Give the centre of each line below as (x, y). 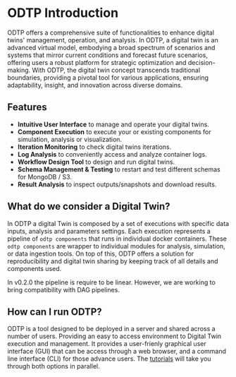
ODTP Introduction (63, 13)
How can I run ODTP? (55, 312)
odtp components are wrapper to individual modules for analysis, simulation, (116, 246)
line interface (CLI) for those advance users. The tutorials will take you (109, 359)
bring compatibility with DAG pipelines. (63, 289)
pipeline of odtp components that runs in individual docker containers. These (117, 239)
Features (27, 107)
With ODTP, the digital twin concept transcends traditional (116, 70)
